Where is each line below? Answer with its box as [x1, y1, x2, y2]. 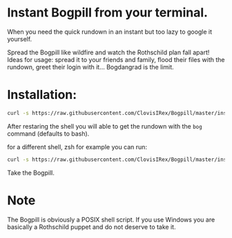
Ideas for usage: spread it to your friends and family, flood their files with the [7, 55, 225, 63]
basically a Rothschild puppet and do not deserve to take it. [7, 222, 176, 231]
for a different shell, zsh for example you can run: [7, 142, 147, 151]
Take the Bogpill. [7, 169, 55, 177]
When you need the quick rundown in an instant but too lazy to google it [7, 28, 213, 36]
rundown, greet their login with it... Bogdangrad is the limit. [7, 63, 174, 71]
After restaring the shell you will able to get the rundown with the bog [7, 122, 202, 130]
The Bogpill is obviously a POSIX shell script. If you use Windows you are [7, 215, 215, 224]
